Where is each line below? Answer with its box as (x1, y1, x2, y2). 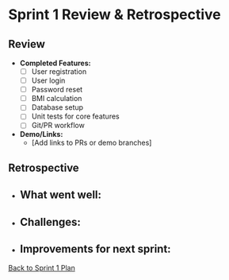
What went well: (19, 189, 101, 202)
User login (31, 76, 66, 85)
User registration (31, 67, 87, 76)
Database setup (31, 103, 84, 112)
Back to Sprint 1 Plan (8, 263, 75, 273)
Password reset (31, 85, 83, 95)
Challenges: (19, 215, 82, 228)
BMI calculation (31, 94, 82, 103)
